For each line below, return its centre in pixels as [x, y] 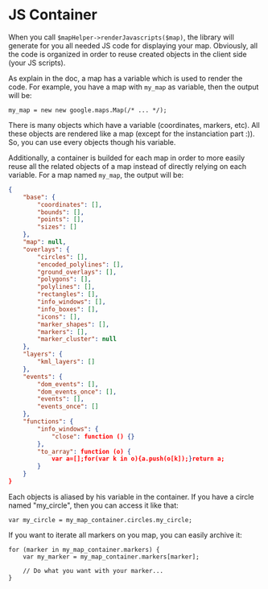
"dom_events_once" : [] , [77, 392]
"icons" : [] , [59, 317]
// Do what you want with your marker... [93, 570]
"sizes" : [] [58, 227]
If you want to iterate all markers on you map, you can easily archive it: [126, 535]
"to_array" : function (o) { [84, 451]
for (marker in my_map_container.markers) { [84, 550]
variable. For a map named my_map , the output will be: [96, 175]
